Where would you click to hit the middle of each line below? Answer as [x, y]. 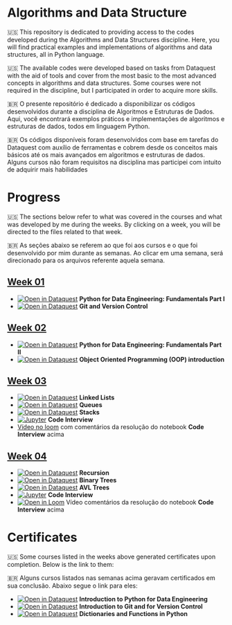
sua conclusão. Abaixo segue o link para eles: [72, 586]
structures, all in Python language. [56, 54]
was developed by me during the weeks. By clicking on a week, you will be [114, 224]
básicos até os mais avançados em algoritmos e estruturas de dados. [106, 154]
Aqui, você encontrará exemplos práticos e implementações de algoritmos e [116, 118]
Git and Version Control [114, 306]
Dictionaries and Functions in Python [134, 614]
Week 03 [27, 381]
